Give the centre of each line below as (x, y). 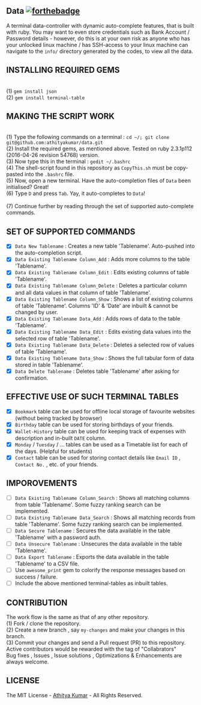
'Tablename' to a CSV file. (47, 564)
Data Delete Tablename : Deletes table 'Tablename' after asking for (97, 371)
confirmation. (31, 378)
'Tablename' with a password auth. (58, 537)
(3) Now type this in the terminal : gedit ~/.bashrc (68, 162)
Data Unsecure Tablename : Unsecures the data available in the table (98, 544)
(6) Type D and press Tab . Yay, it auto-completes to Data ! (76, 194)
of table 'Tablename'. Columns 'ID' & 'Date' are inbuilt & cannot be (96, 306)
